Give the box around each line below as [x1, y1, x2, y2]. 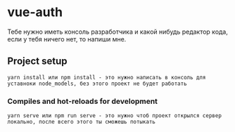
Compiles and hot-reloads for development [7, 96, 158, 106]
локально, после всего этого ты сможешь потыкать [7, 119, 156, 126]
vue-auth [7, 4, 63, 20]
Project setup [7, 55, 68, 67]
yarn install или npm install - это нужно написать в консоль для [7, 74, 206, 81]
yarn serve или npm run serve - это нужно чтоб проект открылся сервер [7, 112, 222, 119]
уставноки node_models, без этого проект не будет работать [7, 80, 188, 87]
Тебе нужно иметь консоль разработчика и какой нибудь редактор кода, [7, 27, 229, 36]
